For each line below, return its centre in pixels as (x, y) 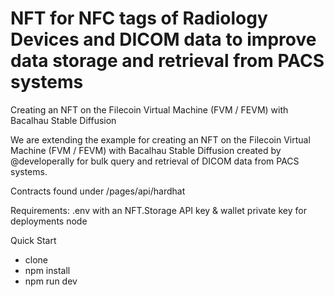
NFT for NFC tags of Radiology (139, 18)
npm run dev (51, 281)
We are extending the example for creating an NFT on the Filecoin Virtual (160, 139)
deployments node (49, 221)
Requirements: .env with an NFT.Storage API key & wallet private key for (158, 210)
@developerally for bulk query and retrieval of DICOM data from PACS (155, 161)
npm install (47, 270)
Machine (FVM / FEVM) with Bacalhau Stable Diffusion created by (146, 150)
